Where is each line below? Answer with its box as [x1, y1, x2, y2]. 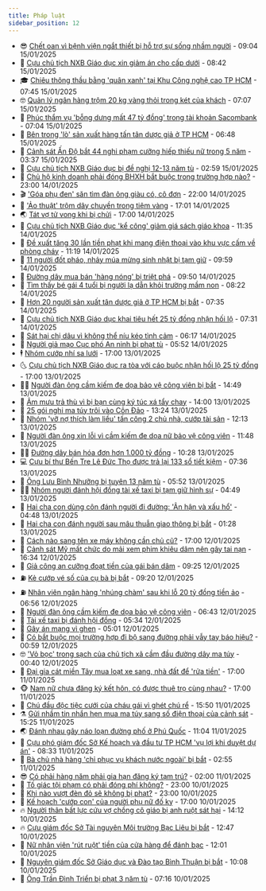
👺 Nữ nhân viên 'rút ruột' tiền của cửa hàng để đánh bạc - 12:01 [19, 840, 228, 850]
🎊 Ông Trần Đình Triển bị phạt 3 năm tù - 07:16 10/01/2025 [19, 873, 210, 883]
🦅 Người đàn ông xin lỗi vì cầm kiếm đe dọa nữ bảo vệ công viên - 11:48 [19, 430, 254, 440]
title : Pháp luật [8, 11, 66, 20]
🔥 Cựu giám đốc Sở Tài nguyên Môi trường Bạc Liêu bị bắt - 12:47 [19, 823, 234, 832]
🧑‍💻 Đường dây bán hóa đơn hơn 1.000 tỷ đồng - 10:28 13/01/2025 [19, 447, 234, 457]
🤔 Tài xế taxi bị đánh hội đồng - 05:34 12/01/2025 [19, 615, 181, 624]
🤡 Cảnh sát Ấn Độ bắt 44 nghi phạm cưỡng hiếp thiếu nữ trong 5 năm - [19, 146, 252, 156]
